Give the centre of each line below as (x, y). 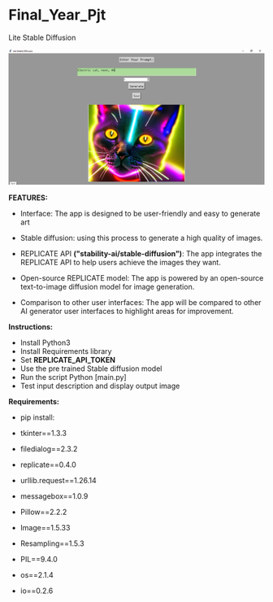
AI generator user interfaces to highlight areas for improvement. (127, 312)
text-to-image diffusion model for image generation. (107, 287)
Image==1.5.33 (45, 528)
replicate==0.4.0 (48, 465)
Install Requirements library (66, 351)
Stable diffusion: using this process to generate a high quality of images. (141, 238)
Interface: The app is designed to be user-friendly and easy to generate (140, 214)
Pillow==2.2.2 (43, 512)
